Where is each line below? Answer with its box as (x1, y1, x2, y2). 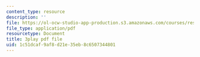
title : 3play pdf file (6, 36, 62, 42)
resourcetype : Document (6, 31, 65, 37)
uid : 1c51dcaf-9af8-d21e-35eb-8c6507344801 (6, 42, 116, 48)
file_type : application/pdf (6, 25, 76, 31)
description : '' (6, 14, 46, 20)
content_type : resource (6, 8, 65, 15)
